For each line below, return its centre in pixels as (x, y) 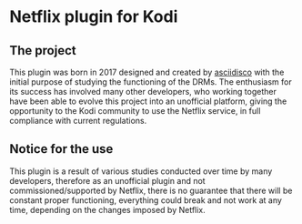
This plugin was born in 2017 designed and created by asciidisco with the (147, 72)
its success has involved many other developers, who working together (143, 92)
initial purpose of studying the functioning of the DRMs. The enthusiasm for (151, 82)
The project (43, 51)
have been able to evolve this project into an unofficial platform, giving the (148, 101)
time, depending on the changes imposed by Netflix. (108, 209)
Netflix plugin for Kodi (94, 17)
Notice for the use (61, 149)
